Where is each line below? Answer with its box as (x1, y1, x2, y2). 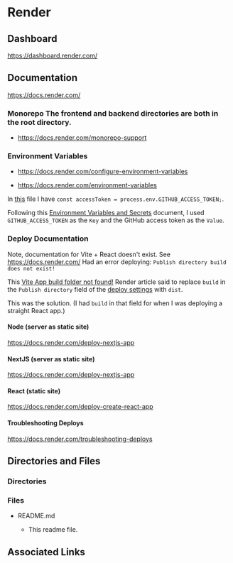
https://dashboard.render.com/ (7, 51, 98, 60)
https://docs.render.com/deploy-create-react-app (7, 403, 154, 411)
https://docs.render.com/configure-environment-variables (17, 168, 188, 176)
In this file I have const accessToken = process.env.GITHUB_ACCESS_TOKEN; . (7, 195, 224, 203)
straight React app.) (7, 306, 65, 315)
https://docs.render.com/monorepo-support (17, 133, 147, 142)
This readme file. (28, 525, 78, 534)
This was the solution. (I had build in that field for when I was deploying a (7, 299, 222, 307)
